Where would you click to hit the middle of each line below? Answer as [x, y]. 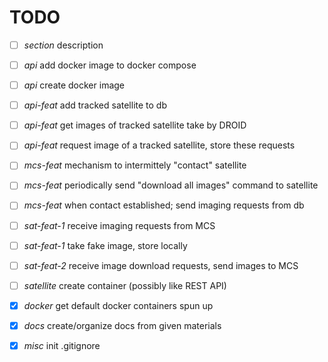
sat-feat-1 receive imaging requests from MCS [119, 225]
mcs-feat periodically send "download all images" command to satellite [171, 185]
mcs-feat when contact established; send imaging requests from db [164, 205]
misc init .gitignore [62, 345]
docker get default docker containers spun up [118, 305]
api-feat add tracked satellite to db [95, 105]
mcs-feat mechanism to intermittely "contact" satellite [135, 165]
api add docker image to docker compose [110, 65]
